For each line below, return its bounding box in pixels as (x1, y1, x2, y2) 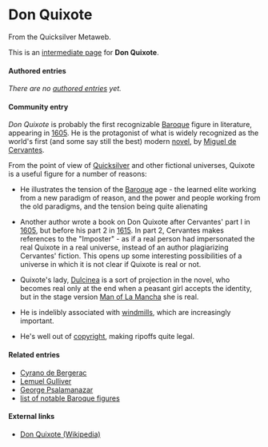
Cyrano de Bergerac (19, 368, 87, 377)
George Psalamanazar (19, 385, 94, 394)
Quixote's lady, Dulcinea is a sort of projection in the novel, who (19, 275, 230, 285)
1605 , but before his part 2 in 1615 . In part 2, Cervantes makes (19, 225, 224, 235)
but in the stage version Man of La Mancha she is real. (19, 292, 199, 301)
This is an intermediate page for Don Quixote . (8, 47, 159, 57)
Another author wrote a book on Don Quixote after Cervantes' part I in (19, 218, 250, 227)
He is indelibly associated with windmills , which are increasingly (19, 308, 231, 317)
